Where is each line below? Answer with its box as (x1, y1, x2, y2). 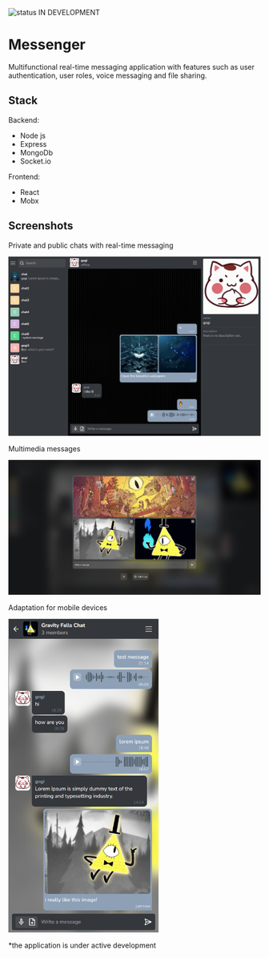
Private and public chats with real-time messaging (8, 241, 174, 250)
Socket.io (19, 156, 52, 166)
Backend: (8, 115, 40, 124)
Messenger (8, 36, 86, 54)
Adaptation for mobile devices (8, 602, 108, 612)
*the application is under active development (8, 940, 156, 950)
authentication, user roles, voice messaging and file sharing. (8, 71, 207, 80)
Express (19, 139, 47, 148)
